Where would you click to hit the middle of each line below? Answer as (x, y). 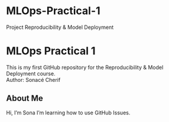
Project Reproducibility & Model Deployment (60, 27)
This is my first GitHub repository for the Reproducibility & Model (85, 67)
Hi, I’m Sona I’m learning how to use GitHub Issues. (68, 113)
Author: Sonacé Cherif (33, 80)
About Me (25, 98)
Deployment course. (31, 73)
